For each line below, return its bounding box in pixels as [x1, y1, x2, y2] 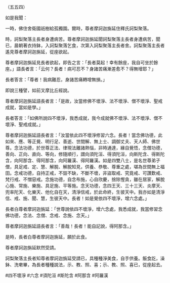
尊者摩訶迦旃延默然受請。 [5, 245, 59, 251]
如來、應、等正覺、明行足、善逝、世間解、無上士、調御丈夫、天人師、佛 [5, 138, 156, 145]
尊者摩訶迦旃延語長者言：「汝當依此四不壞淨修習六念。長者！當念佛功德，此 [5, 132, 163, 138]
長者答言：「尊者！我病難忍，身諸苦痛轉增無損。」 [5, 77, 107, 82]
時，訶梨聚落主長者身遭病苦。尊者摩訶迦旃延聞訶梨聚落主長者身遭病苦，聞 [5, 36, 160, 42]
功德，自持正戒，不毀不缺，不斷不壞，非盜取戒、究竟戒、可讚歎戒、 [22, 170, 165, 176]
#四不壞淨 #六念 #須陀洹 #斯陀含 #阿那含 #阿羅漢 [5, 272, 108, 278]
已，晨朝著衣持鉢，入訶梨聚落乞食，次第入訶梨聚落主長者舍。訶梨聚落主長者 [5, 42, 165, 49]
